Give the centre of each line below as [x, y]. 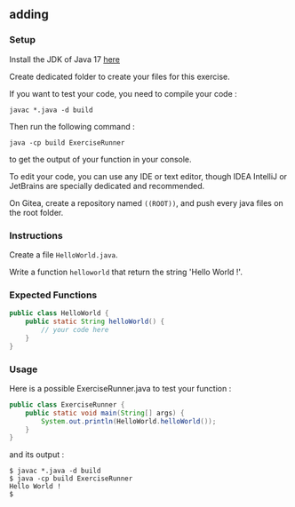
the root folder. [36, 212]
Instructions [36, 235]
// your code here [75, 330]
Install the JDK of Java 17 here [65, 59]
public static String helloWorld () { [95, 322]
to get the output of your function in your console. [101, 159]
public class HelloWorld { [59, 313]
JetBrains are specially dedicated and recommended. [107, 186]
